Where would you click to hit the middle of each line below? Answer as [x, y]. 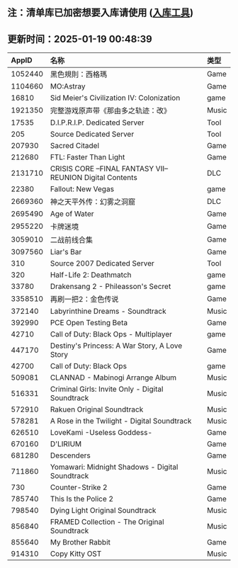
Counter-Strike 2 [79, 487]
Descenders [70, 455]
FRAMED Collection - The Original [107, 522]
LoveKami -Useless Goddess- [101, 433]
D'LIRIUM [66, 444]
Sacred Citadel [75, 146]
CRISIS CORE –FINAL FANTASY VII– [109, 169]
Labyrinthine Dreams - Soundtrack [108, 312]
